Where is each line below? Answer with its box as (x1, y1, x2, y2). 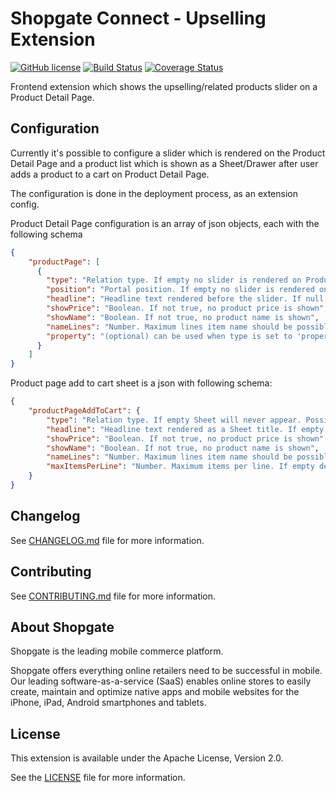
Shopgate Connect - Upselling (10, 7, 267, 30)
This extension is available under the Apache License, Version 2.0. (10, 752, 284, 764)
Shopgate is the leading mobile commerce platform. (10, 645, 224, 657)
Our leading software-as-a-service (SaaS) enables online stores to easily (10, 675, 312, 687)
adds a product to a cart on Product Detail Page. (10, 168, 210, 180)
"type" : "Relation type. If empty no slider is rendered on (46, 275, 302, 286)
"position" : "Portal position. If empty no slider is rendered (46, 285, 315, 295)
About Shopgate (10, 618, 115, 636)
